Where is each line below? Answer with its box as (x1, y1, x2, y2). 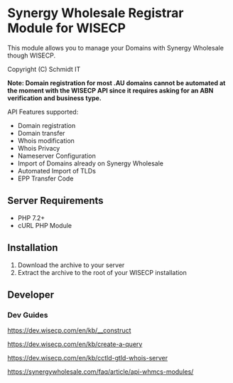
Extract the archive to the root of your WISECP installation (17, 268, 187, 276)
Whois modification (17, 136, 75, 145)
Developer (7, 288, 55, 301)
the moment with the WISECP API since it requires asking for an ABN (7, 86, 214, 95)
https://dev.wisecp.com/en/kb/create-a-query (7, 340, 143, 349)
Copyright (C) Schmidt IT (7, 65, 81, 73)
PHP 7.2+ (17, 213, 45, 222)
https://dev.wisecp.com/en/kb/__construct (7, 326, 131, 335)
